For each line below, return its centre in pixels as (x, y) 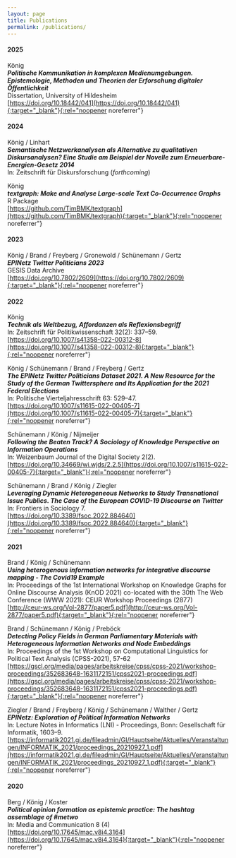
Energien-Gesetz (33, 165)
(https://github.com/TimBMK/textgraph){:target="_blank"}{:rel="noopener (114, 215)
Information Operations (43, 450)
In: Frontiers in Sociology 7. (46, 508)
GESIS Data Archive (36, 270)
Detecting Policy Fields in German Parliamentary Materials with (103, 636)
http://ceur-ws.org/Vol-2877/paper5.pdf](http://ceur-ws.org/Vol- (104, 607)
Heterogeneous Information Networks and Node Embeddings (99, 644)
